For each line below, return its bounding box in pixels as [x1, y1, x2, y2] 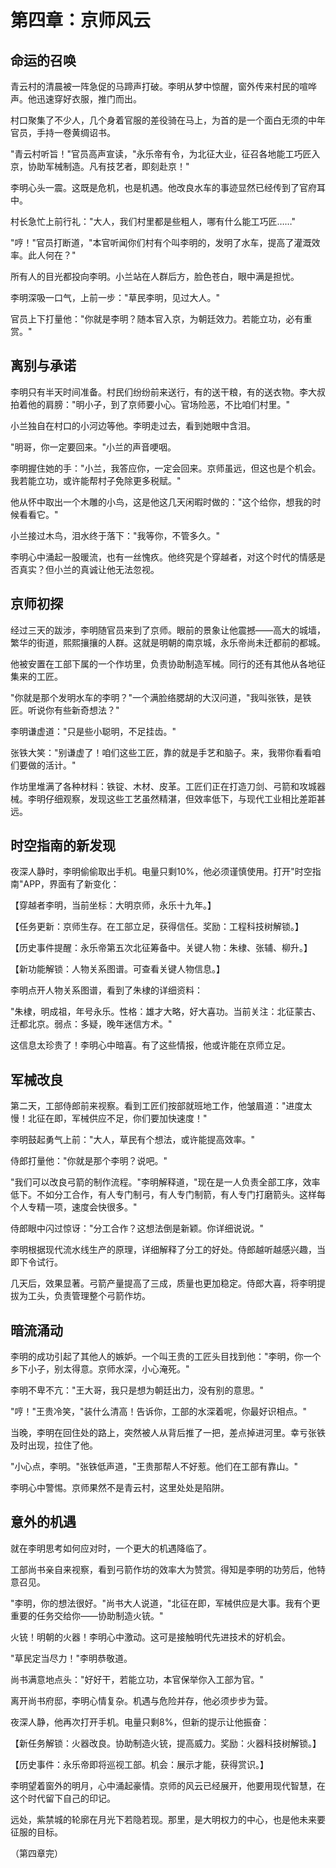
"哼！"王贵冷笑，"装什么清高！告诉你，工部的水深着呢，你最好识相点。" [10, 1406, 308, 1418]
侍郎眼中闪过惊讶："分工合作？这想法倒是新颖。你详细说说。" [10, 1222, 265, 1235]
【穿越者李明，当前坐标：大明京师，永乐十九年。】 [10, 899, 217, 911]
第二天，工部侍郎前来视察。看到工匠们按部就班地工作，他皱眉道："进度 [10, 1100, 304, 1112]
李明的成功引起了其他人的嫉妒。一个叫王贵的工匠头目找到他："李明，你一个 [10, 1351, 322, 1363]
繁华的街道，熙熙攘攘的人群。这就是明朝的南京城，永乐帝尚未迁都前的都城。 [10, 636, 326, 648]
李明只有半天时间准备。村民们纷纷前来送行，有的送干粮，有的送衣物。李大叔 [10, 386, 326, 398]
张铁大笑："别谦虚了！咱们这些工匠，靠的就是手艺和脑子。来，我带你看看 [10, 746, 313, 758]
